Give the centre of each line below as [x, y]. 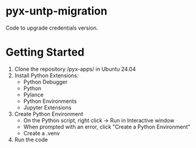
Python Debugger [45, 82]
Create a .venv [42, 133]
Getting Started [45, 52]
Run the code [31, 140]
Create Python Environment [49, 114]
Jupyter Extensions [47, 108]
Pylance [33, 94]
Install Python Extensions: [46, 75]
